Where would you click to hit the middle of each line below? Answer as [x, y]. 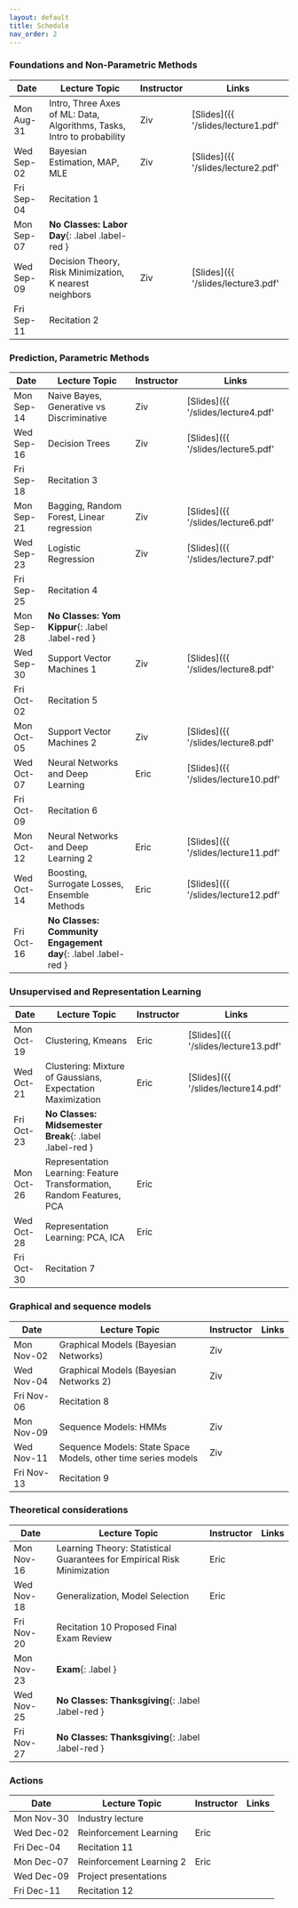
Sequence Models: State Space [125, 1446]
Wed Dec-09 [41, 1876]
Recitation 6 [73, 810]
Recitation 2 [74, 319]
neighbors [70, 294]
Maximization [73, 1099]
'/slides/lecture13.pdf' [235, 1046]
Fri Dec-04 [37, 1848]
